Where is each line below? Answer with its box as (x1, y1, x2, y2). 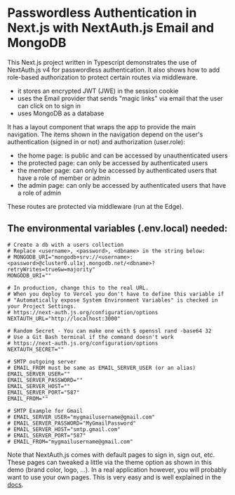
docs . (7, 480, 24, 489)
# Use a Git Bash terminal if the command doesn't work (7, 333, 174, 340)
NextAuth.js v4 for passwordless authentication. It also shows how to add (7, 65, 220, 74)
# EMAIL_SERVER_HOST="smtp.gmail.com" (7, 425, 121, 433)
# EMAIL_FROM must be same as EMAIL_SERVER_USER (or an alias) (7, 364, 196, 371)
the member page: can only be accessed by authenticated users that (17, 166, 217, 174)
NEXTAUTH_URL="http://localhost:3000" (7, 315, 121, 322)
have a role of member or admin (17, 174, 111, 182)
